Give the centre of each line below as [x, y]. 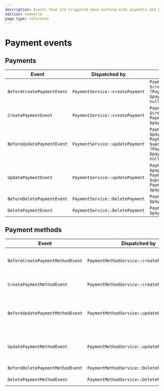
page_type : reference [27, 19]
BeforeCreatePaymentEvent [38, 92]
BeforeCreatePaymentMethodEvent [45, 261]
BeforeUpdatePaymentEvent [38, 144]
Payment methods [33, 230]
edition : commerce [24, 14]
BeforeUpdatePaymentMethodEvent [45, 313]
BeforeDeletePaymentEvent [38, 199]
